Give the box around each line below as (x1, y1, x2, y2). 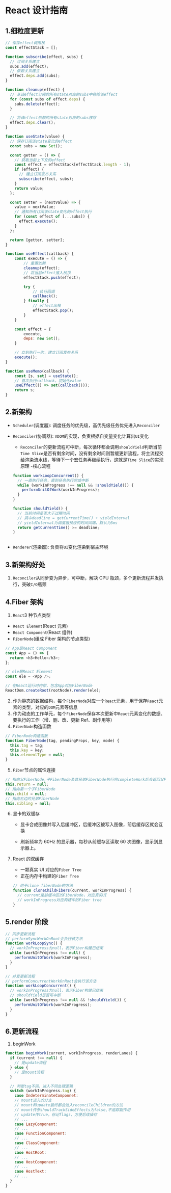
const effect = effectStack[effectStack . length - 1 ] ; (14, 162, 131, 167)
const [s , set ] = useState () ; (14, 373, 79, 379)
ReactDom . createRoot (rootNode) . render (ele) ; (5, 688, 101, 693)
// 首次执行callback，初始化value (14, 378, 81, 383)
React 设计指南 (5, 5, 68, 16)
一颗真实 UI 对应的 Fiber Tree (20, 867, 82, 873)
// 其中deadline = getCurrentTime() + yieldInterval (17, 515, 130, 520)
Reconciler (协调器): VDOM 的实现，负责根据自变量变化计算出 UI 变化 (12, 433, 149, 439)
